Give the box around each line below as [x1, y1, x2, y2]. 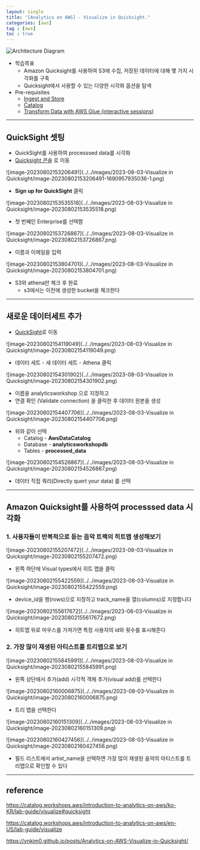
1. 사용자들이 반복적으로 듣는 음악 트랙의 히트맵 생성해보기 [6, 533, 161, 541]
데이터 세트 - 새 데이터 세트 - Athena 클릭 [14, 359, 112, 366]
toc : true [6, 31, 33, 37]
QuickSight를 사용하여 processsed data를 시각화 [14, 149, 131, 156]
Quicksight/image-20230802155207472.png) [6, 553, 117, 560]
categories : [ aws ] [6, 20, 52, 26]
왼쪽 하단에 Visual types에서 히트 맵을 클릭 [14, 565, 115, 572]
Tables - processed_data [23, 447, 86, 454]
